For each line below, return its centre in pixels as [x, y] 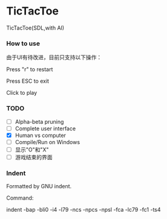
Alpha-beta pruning [39, 121]
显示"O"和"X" [32, 150]
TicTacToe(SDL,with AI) [35, 28]
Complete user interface [45, 129]
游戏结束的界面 [34, 157]
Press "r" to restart [30, 69]
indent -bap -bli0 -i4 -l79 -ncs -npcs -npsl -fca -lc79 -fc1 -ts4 [84, 210]
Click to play [22, 93]
